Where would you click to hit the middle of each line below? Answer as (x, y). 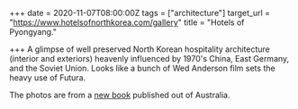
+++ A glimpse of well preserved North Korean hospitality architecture (140, 49)
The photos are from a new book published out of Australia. (120, 95)
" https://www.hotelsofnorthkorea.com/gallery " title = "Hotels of (127, 22)
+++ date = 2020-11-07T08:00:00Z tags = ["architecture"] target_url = (140, 13)
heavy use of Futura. (48, 78)
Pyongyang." (33, 32)
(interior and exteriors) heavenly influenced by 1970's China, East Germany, (149, 59)
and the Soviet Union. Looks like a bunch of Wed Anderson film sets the (143, 68)
